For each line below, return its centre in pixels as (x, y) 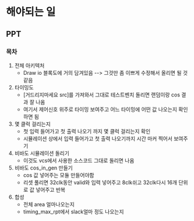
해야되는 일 (31, 12)
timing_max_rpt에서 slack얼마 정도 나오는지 (73, 212)
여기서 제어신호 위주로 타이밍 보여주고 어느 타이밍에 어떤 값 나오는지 (100, 109)
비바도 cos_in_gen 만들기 (43, 168)
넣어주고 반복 (51, 189)
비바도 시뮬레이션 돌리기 (42, 153)
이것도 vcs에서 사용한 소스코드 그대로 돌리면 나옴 (79, 160)
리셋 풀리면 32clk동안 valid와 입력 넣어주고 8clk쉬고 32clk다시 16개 (100, 182)
